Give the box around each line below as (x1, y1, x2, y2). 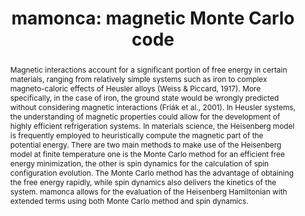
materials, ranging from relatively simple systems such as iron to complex (9, 73, 268, 84)
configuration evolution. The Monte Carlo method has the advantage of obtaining (9, 167, 295, 178)
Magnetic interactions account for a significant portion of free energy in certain (9, 64, 288, 75)
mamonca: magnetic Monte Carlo (11, 7, 295, 30)
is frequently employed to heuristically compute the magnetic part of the (9, 130, 264, 141)
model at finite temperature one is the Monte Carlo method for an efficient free (9, 148, 285, 159)
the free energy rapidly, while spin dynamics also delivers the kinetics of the (9, 177, 277, 187)
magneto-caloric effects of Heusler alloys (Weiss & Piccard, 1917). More (9, 83, 262, 94)
